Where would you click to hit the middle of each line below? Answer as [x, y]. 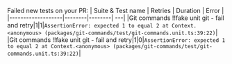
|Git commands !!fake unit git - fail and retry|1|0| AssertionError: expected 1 [116, 40]
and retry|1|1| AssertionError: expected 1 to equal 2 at [88, 25]
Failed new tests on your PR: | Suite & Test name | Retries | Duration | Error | [116, 11]
